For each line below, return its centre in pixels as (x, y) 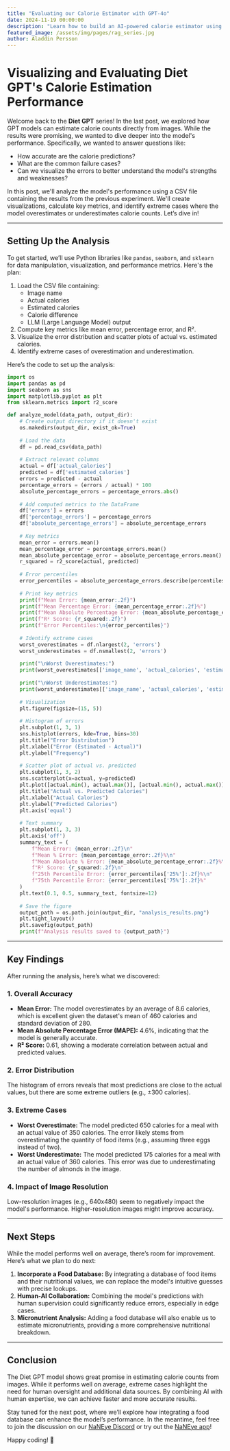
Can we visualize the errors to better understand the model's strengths (117, 171)
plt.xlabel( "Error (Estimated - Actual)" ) (81, 746)
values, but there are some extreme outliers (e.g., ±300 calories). (99, 1092)
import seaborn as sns (39, 390)
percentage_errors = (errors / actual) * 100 (86, 485)
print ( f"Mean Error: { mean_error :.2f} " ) (78, 600)
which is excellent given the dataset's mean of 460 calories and (107, 1016)
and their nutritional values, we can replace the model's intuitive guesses (120, 1281)
